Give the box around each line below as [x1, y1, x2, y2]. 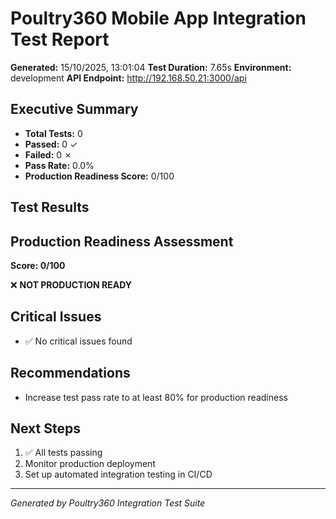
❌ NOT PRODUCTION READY [10, 278, 132, 291]
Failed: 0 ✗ [24, 148, 73, 161]
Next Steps [10, 420, 81, 437]
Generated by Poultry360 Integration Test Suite [10, 497, 206, 509]
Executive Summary [10, 101, 139, 118]
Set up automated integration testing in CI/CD [24, 468, 213, 481]
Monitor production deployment [24, 458, 156, 470]
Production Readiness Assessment [10, 233, 234, 250]
